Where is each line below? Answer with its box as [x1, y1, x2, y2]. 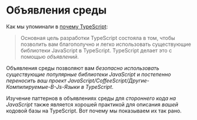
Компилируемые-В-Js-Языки [6, 83, 81, 90]
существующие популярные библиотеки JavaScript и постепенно [6, 71, 172, 78]
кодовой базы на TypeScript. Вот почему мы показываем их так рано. [6, 107, 182, 114]
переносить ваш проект [6, 77, 66, 84]
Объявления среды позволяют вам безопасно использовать [6, 64, 160, 71]
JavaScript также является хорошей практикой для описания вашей [6, 101, 178, 108]
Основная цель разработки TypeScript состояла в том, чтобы [20, 34, 175, 41]
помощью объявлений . [20, 53, 79, 60]
